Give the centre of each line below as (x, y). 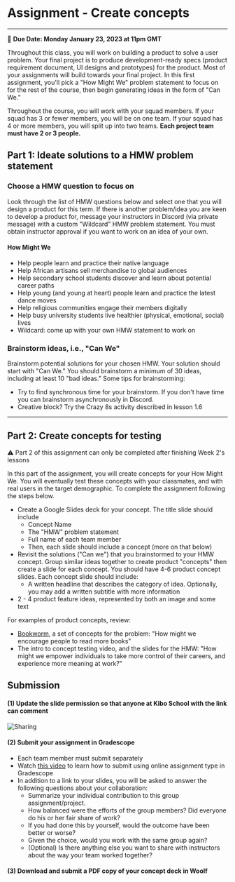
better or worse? (51, 832)
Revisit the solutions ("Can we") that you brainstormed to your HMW (116, 554)
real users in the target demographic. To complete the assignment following (116, 488)
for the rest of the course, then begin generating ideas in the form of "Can (114, 90)
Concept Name (50, 524)
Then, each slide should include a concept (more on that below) (120, 547)
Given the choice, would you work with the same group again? (117, 840)
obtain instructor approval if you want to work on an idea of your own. (108, 231)
